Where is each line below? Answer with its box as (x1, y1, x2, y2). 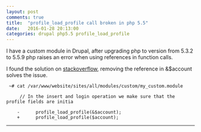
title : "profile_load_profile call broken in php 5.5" (6, 20, 148, 26)
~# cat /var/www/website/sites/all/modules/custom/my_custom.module (8, 83, 184, 90)
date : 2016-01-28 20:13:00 (6, 25, 79, 32)
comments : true (6, 14, 44, 20)
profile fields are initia (6, 99, 74, 105)
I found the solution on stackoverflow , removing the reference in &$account (6, 65, 193, 72)
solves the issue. (6, 72, 48, 79)
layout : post (6, 8, 39, 15)
